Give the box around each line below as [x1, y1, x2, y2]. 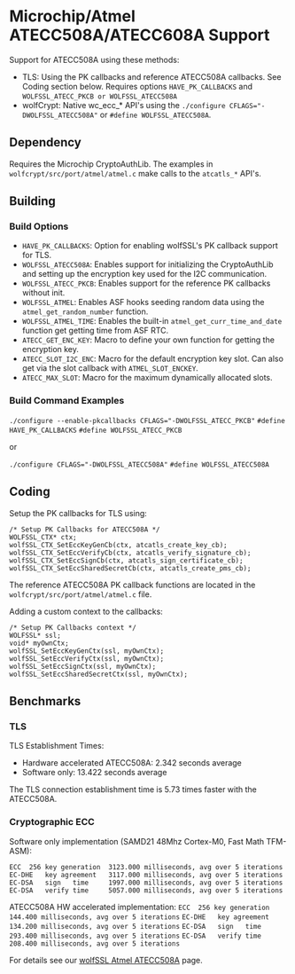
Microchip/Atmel [9, 6, 136, 27]
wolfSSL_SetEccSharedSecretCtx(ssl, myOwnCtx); [9, 670, 189, 679]
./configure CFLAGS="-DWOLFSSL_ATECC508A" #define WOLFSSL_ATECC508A [9, 460, 270, 469]
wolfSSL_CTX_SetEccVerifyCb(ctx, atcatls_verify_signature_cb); [9, 548, 252, 557]
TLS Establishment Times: [9, 741, 105, 751]
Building [9, 193, 56, 209]
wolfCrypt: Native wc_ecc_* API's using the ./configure [21, 99, 226, 110]
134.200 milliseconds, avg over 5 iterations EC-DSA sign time [9, 922, 261, 931]
